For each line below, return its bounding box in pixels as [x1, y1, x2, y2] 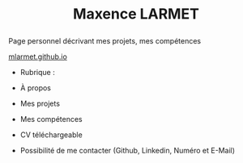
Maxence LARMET [72, 5, 200, 23]
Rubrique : [19, 68, 55, 77]
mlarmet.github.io [8, 52, 67, 61]
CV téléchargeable [19, 130, 83, 140]
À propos [19, 83, 51, 93]
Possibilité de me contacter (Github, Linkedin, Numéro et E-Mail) [19, 146, 236, 156]
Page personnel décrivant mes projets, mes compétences [8, 36, 201, 46]
